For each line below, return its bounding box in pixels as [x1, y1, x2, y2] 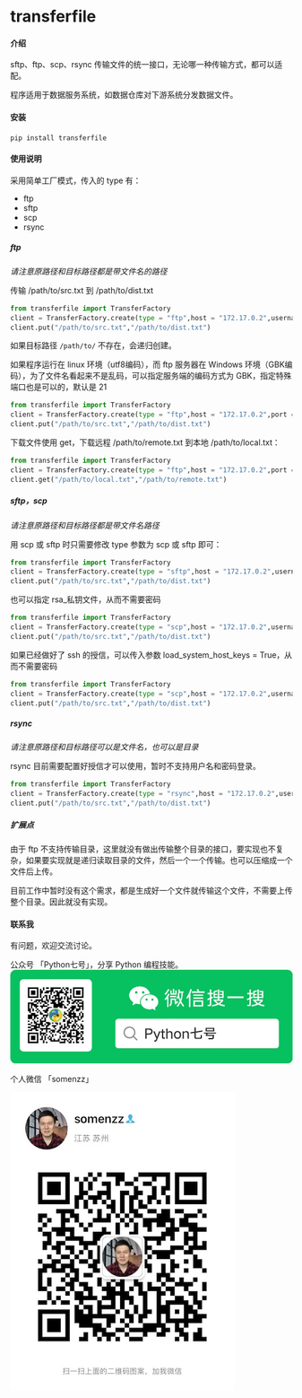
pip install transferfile [10, 133, 107, 143]
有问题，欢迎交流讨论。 [10, 940, 97, 951]
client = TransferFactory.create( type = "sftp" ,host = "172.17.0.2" [10, 567, 272, 576]
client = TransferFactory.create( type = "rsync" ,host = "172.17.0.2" [10, 790, 276, 799]
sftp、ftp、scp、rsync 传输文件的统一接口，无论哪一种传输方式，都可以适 [10, 59, 283, 70]
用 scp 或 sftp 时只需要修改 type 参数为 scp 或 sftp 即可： [10, 538, 222, 549]
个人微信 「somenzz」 [10, 1074, 93, 1085]
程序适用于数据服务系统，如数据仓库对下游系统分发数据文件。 [10, 90, 238, 100]
